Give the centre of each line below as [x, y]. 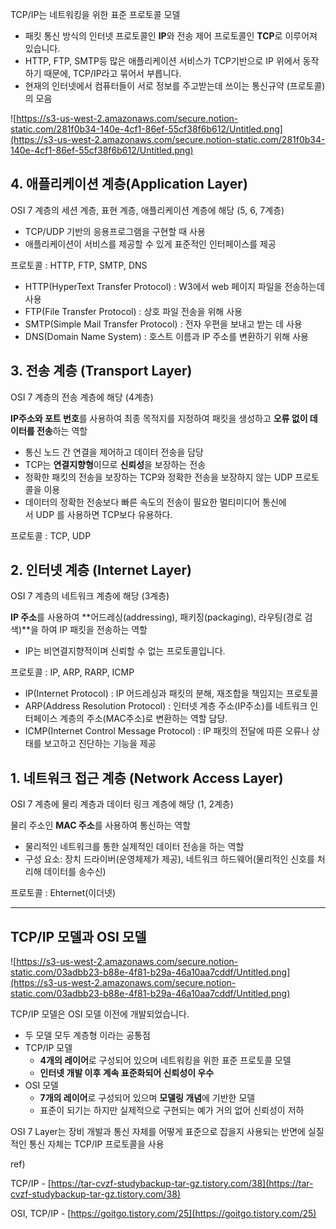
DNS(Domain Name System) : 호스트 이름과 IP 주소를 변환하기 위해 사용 [166, 336]
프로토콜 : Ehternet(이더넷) [63, 893]
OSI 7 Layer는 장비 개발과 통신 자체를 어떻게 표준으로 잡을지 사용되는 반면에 [158, 1132]
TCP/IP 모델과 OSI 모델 [78, 936]
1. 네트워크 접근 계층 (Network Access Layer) [147, 778]
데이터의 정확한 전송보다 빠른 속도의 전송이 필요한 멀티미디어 [142, 502]
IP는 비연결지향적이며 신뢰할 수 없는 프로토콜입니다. [125, 651]
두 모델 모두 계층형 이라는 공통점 [87, 1035]
